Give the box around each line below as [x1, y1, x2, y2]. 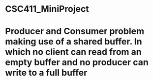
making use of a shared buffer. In [5, 36, 143, 47]
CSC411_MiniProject [5, 3, 90, 15]
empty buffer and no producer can [5, 57, 149, 68]
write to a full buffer [5, 67, 88, 79]
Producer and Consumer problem [5, 26, 144, 37]
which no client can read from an [5, 46, 142, 58]
